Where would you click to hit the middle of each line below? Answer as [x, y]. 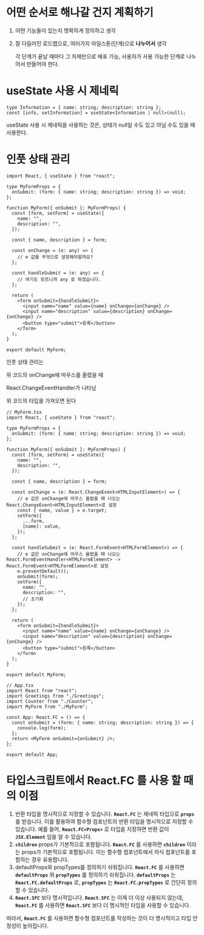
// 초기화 [33, 599]
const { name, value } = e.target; [62, 510]
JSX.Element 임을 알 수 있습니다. [53, 836]
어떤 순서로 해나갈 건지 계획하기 [80, 12]
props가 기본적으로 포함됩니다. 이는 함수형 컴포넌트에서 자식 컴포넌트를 [106, 852]
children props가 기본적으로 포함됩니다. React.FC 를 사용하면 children [100, 844]
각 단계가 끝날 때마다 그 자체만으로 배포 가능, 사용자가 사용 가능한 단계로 [100, 56]
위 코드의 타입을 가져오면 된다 [41, 401]
